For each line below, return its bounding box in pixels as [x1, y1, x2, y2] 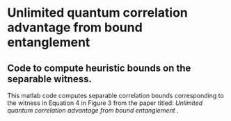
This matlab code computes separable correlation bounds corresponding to [7, 92, 224, 99]
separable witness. [7, 73, 93, 85]
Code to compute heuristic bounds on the [7, 62, 191, 74]
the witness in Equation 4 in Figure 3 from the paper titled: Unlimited [7, 99, 203, 107]
